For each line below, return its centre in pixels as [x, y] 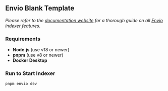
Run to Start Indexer [30, 73]
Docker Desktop [30, 60]
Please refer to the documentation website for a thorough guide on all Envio [84, 20]
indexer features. [23, 26]
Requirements [23, 39]
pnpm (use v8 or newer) [38, 55]
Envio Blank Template [40, 8]
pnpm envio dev [21, 84]
